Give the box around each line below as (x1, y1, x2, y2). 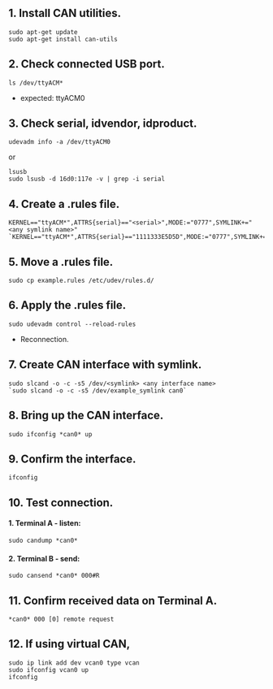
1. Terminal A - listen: (8, 518, 81, 528)
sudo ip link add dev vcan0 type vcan (8, 658, 140, 667)
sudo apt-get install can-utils (8, 35, 118, 43)
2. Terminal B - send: (8, 553, 80, 563)
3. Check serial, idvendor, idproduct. (8, 117, 197, 131)
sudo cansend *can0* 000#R (8, 572, 100, 580)
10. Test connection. (8, 496, 114, 509)
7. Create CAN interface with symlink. (8, 357, 202, 372)
